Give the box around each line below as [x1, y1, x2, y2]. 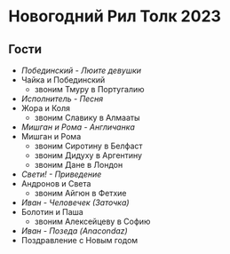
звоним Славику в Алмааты [34, 113, 140, 123]
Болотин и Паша [20, 207, 83, 217]
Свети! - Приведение [20, 169, 102, 179]
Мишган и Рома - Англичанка [20, 122, 135, 132]
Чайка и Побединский [20, 75, 106, 85]
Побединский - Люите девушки [20, 65, 142, 75]
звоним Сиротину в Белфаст [34, 140, 143, 151]
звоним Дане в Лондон [34, 160, 123, 170]
